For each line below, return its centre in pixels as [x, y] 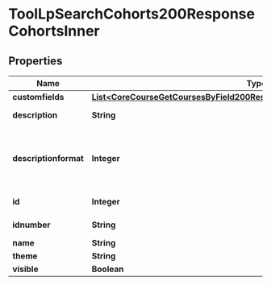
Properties [35, 61]
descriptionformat [48, 158]
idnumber [31, 225]
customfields [38, 97]
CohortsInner [54, 31]
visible [25, 269]
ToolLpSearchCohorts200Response [132, 14]
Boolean [108, 269]
